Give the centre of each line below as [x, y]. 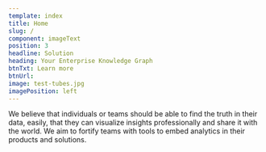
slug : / [21, 31]
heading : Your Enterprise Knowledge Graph [81, 61]
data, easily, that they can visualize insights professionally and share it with [133, 123]
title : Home [28, 23]
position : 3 [28, 46]
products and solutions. [48, 140]
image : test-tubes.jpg [46, 83]
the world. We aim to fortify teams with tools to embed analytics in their [127, 131]
